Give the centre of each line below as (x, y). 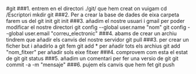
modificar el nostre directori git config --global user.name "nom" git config (96, 27)
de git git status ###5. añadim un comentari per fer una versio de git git (92, 58)
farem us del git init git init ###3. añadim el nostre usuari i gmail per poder (95, 21)
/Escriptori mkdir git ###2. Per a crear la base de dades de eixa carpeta (93, 15)
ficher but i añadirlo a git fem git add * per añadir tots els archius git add (93, 46)
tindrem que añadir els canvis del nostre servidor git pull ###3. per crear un (98, 40)
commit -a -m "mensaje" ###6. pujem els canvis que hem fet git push (90, 65)
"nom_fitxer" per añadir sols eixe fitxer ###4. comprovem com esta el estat (97, 52)
